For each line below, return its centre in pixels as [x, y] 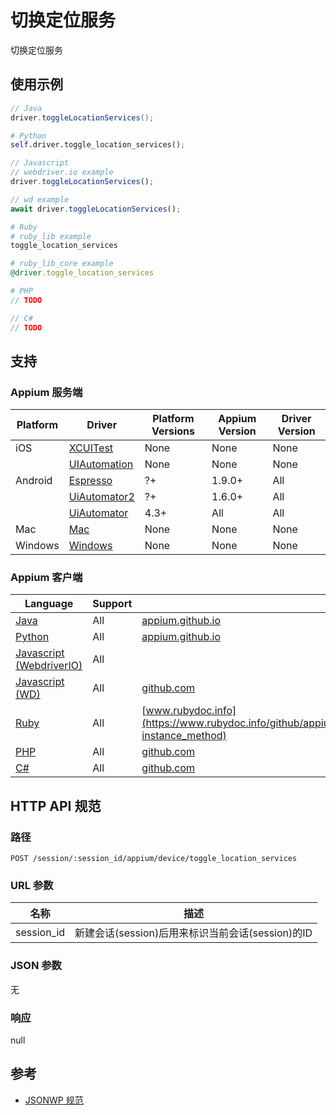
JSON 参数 [36, 966]
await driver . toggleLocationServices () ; [96, 209]
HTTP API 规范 [56, 806]
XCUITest [91, 448]
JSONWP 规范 [54, 1100]
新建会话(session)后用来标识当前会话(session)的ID [193, 933]
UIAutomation [101, 464]
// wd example [40, 199]
